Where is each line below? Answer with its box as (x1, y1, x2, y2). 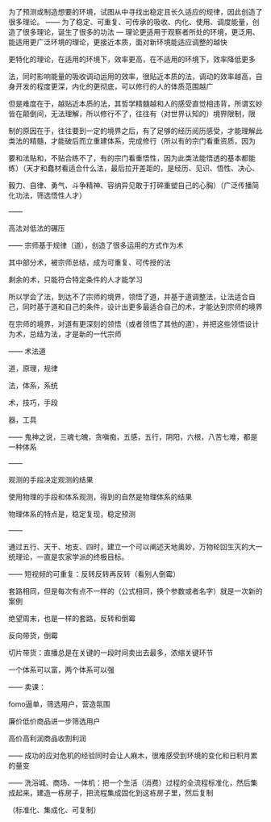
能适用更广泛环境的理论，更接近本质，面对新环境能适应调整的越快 (8, 37, 227, 47)
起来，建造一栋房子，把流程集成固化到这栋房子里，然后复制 (15, 788, 214, 797)
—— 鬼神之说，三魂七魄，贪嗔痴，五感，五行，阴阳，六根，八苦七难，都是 (8, 432, 258, 441)
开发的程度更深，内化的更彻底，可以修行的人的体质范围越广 (15, 81, 214, 91)
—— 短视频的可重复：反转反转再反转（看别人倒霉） (8, 570, 180, 578)
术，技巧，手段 (8, 398, 58, 407)
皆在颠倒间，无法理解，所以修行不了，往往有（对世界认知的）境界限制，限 (8, 109, 256, 119)
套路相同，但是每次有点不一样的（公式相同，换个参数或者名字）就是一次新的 (8, 586, 263, 595)
